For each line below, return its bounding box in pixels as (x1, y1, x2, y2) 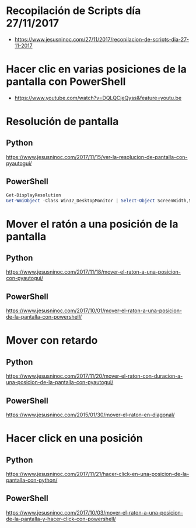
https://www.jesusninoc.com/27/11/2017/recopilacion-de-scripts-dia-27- (14, 36, 190, 43)
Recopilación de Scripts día (6, 4, 141, 18)
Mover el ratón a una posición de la (6, 218, 178, 230)
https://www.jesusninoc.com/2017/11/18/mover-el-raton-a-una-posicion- (6, 268, 181, 275)
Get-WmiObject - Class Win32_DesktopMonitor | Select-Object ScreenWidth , (6, 198, 190, 203)
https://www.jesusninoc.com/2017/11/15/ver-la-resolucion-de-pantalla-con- (6, 153, 188, 160)
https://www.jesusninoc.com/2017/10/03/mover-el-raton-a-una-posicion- (6, 509, 184, 516)
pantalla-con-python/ (6, 477, 58, 484)
